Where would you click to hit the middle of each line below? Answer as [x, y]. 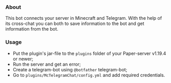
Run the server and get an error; [47, 64]
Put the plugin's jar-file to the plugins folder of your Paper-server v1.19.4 [89, 53]
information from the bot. [32, 29]
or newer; [23, 59]
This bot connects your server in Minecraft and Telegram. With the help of [84, 18]
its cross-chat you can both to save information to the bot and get [75, 23]
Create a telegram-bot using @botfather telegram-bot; [70, 69]
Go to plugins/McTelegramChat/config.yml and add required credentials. [89, 75]
